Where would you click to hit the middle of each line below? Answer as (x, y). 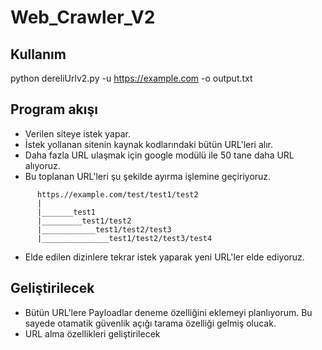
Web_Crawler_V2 (83, 17)
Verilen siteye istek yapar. (77, 133)
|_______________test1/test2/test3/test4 (124, 238)
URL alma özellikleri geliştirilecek (92, 333)
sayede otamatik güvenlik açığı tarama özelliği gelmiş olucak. (150, 323)
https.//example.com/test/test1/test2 (117, 194)
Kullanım (38, 54)
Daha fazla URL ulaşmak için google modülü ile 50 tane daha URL (159, 155)
